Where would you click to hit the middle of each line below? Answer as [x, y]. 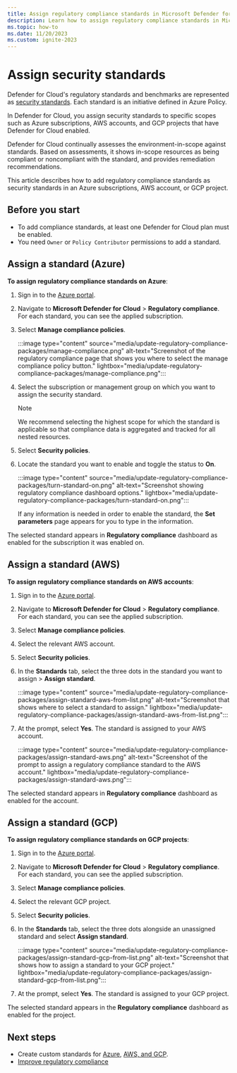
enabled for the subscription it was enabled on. [76, 542]
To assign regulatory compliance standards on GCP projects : [98, 840]
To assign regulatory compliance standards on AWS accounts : [101, 582]
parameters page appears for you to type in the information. [105, 521]
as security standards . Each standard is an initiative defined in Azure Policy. [117, 102]
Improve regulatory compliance [63, 1062]
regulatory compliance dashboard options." [80, 492]
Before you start [44, 210]
